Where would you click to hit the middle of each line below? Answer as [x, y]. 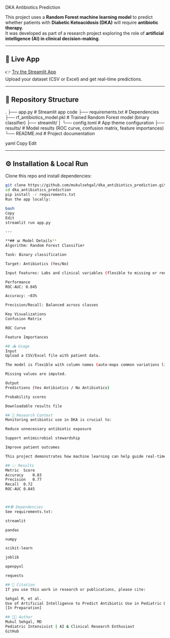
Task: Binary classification [36, 255]
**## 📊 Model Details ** [31, 241]
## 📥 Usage [17, 346]
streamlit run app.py [28, 223]
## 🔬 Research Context [29, 415]
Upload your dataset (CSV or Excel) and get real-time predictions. [74, 79]
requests [14, 576]
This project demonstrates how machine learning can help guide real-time [86, 456]
